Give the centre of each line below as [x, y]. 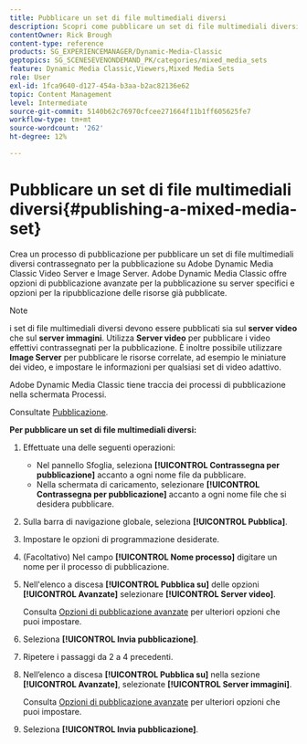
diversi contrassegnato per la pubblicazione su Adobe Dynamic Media [142, 263]
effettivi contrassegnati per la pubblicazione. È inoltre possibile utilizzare [146, 347]
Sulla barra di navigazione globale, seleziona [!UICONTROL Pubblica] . [155, 521]
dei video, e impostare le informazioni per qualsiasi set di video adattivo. [145, 367]
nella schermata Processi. [58, 394]
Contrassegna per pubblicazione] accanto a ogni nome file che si [161, 494]
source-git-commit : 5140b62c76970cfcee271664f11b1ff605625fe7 [130, 111]
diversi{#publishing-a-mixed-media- [153, 210]
